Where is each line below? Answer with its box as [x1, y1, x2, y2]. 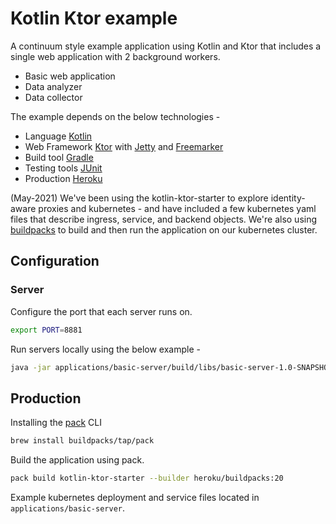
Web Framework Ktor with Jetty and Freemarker [24, 140, 224, 152]
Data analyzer [24, 80, 83, 92]
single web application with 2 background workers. [10, 50, 221, 62]
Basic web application [24, 70, 116, 82]
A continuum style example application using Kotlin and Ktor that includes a [10, 40, 322, 52]
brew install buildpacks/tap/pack [10, 436, 155, 446]
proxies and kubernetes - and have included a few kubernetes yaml [38, 202, 317, 214]
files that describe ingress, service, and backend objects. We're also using [10, 213, 318, 225]
